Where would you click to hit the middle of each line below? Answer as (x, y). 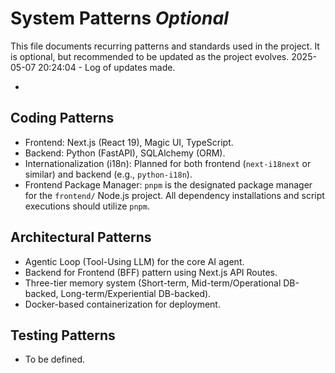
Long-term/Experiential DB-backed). (136, 293)
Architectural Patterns (81, 237)
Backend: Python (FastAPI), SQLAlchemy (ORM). (125, 153)
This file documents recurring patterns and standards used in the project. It (165, 46)
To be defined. (55, 359)
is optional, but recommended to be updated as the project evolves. (150, 56)
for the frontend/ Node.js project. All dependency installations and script (174, 195)
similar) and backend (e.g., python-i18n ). (108, 174)
